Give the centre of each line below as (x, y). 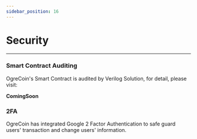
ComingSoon (23, 96)
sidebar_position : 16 (33, 11)
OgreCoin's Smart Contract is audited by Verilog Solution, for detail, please (96, 78)
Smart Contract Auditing (42, 66)
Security (27, 40)
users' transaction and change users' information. (66, 130)
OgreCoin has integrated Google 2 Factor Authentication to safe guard (91, 124)
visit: (12, 85)
